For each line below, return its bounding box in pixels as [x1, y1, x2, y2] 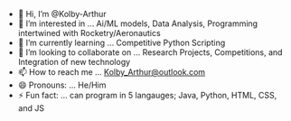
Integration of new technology [17, 57, 131, 67]
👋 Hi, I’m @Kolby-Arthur [17, 9, 107, 19]
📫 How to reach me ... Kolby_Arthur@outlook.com [17, 67, 206, 77]
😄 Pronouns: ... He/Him [17, 79, 107, 90]
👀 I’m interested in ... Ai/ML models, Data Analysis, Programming [17, 18, 258, 29]
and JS [17, 103, 45, 113]
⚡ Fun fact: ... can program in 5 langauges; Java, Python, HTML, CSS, [17, 90, 277, 100]
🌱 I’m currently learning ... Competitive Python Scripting [17, 37, 226, 48]
